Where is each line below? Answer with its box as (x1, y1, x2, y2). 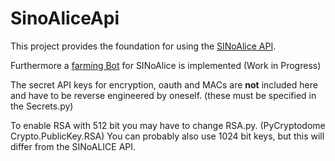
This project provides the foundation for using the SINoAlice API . (10, 40, 277, 52)
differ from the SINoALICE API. (10, 140, 137, 152)
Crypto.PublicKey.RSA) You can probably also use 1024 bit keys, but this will (10, 130, 325, 142)
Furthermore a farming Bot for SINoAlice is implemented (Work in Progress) (10, 59, 322, 71)
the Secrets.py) (10, 100, 74, 112)
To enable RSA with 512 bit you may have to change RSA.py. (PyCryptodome (10, 119, 326, 131)
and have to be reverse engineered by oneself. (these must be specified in (10, 89, 317, 101)
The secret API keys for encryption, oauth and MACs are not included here (10, 78, 318, 91)
